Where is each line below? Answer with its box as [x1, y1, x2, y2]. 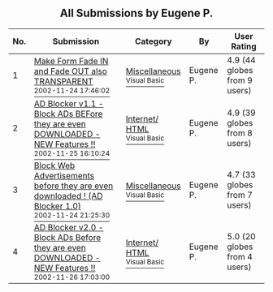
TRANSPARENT [33, 75, 93, 87]
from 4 [227, 251, 253, 262]
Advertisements [33, 170, 95, 181]
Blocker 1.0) [33, 200, 81, 212]
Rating [231, 41, 258, 52]
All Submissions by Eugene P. [59, 6, 214, 20]
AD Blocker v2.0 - [33, 221, 104, 233]
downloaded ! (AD [33, 190, 103, 201]
